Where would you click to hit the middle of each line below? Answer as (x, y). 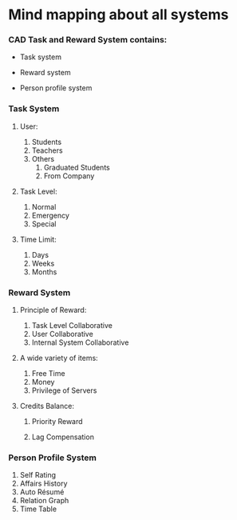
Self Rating (38, 475)
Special (44, 224)
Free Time (48, 374)
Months (44, 272)
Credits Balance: (47, 406)
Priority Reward (57, 422)
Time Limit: (38, 239)
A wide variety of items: (59, 358)
